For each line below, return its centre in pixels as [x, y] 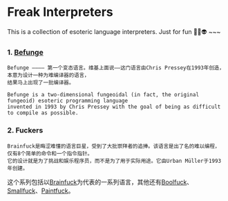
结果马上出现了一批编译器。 [41, 83]
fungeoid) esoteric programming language [68, 101]
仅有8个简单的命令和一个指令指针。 [50, 153]
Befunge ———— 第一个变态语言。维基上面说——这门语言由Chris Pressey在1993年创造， [116, 68]
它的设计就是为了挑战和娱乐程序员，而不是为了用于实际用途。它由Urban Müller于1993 [114, 161]
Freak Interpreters [60, 12]
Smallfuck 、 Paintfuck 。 [41, 191]
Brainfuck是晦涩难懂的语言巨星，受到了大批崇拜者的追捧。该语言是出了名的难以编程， [114, 146]
